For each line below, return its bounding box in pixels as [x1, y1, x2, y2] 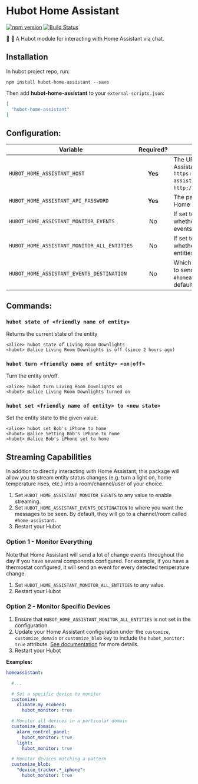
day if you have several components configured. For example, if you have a [6, 557, 189, 564]
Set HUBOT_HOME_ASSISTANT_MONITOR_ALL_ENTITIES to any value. [14, 581, 165, 588]
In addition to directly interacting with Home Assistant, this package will [6, 468, 180, 475]
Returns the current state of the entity [6, 330, 98, 337]
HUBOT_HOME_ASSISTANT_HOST [9, 170, 85, 177]
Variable [58, 145, 83, 154]
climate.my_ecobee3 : [16, 702, 67, 708]
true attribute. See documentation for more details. [14, 640, 139, 647]
